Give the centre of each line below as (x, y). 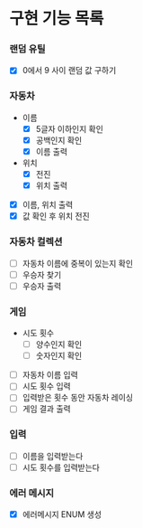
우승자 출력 (42, 286)
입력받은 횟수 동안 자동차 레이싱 (77, 398)
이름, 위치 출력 (48, 205)
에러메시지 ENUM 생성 (62, 514)
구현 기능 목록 (57, 19)
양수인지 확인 (59, 344)
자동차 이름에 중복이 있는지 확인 (77, 263)
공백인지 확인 (59, 140)
